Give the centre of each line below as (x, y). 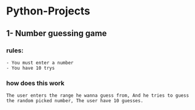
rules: (15, 50)
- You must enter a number (40, 63)
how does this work (35, 83)
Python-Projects (48, 11)
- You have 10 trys (31, 68)
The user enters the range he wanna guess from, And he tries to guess (97, 96)
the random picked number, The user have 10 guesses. (75, 101)
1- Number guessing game (56, 33)
